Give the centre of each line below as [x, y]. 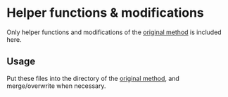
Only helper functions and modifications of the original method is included [114, 32]
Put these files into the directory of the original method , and [93, 78]
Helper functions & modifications [106, 13]
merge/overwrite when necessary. [56, 86]
